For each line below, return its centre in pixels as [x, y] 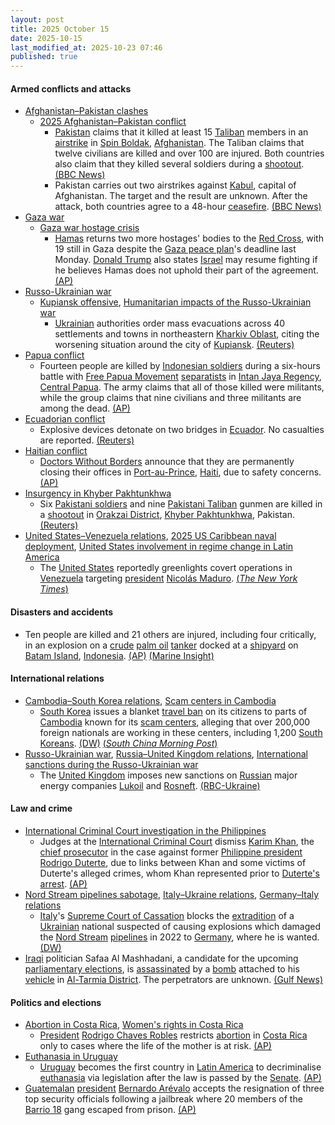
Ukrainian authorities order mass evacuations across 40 [170, 323]
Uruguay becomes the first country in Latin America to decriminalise [180, 1067]
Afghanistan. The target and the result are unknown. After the [181, 196]
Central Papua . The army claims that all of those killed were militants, [182, 387]
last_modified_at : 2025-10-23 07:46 [86, 47]
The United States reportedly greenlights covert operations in [166, 568]
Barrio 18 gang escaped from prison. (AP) [110, 1110]
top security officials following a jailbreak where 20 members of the [163, 1099]
